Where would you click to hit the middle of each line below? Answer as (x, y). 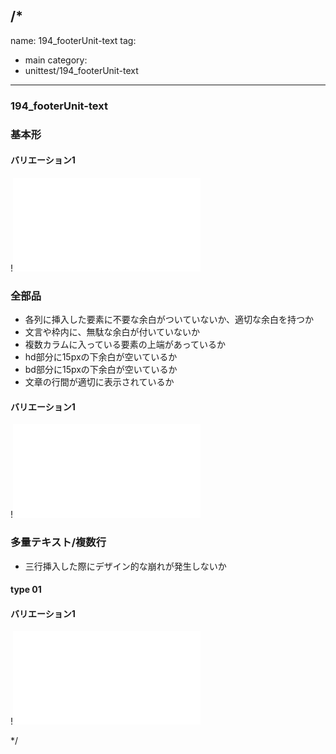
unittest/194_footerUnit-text (81, 70)
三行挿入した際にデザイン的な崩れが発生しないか (125, 566)
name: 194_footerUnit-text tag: (73, 40)
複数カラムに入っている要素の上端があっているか (125, 345)
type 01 (26, 590)
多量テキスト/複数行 (58, 542)
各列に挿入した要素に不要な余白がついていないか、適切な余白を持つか (169, 320)
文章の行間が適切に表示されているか (99, 382)
